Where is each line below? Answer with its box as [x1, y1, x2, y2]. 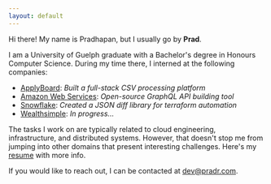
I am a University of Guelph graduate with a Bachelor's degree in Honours [8, 49, 256, 59]
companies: [8, 66, 48, 77]
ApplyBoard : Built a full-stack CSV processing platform [20, 83, 206, 92]
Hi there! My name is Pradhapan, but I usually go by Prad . [8, 34, 202, 44]
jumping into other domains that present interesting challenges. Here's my [8, 141, 257, 151]
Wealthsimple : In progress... [20, 109, 115, 118]
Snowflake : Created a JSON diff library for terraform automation [20, 100, 238, 109]
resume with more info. [8, 150, 86, 160]
